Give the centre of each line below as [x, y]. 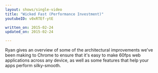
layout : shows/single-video [34, 9]
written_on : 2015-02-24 [29, 27]
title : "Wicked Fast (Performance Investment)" [55, 14]
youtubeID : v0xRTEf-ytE [29, 18]
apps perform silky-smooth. [33, 66]
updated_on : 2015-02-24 [29, 32]
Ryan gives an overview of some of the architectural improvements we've [79, 50]
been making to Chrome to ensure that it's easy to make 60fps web [73, 55]
